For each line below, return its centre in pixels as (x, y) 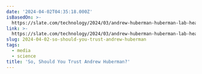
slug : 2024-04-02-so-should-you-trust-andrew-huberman (76, 39)
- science (24, 56)
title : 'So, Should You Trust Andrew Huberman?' (68, 61)
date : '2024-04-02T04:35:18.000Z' (50, 12)
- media (21, 51)
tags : (13, 45)
